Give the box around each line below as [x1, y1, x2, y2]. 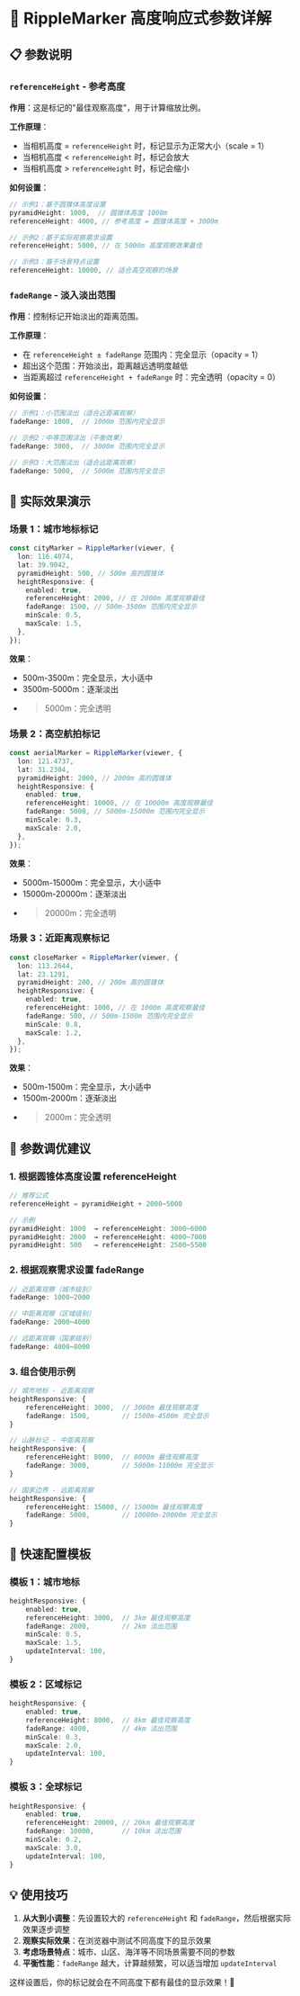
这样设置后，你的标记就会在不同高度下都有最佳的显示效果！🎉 [9, 1977, 235, 1988]
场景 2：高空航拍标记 [9, 727, 101, 740]
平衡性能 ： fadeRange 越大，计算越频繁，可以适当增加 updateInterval [22, 1958, 278, 1969]
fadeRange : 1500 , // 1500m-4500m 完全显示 [25, 1411, 209, 1420]
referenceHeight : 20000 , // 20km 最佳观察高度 [25, 1819, 195, 1828]
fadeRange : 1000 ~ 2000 [9, 1293, 91, 1302]
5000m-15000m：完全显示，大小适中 [22, 877, 162, 887]
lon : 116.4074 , [17, 553, 75, 562]
